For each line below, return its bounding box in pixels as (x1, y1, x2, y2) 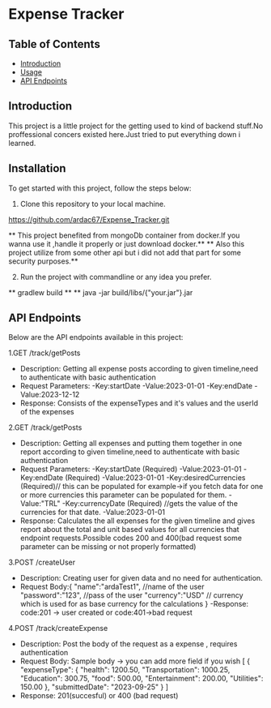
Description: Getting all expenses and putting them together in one (19, 439, 243, 448)
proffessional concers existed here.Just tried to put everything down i (8, 129, 241, 139)
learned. (8, 138, 36, 148)
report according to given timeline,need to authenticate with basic (19, 447, 240, 457)
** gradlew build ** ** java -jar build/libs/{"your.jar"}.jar (8, 287, 193, 297)
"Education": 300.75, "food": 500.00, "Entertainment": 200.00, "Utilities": (19, 674, 264, 684)
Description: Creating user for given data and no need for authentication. (19, 573, 263, 583)
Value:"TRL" (19, 499, 61, 508)
